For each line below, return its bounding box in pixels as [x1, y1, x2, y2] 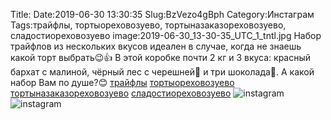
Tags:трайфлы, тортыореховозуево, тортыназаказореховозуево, [10, 19, 287, 31]
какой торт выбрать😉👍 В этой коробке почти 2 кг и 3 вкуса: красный [10, 52, 312, 63]
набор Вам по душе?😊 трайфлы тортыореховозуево [10, 77, 235, 88]
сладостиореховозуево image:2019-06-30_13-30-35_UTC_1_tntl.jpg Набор [10, 30, 322, 41]
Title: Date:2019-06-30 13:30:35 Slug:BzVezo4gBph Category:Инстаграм [10, 9, 315, 20]
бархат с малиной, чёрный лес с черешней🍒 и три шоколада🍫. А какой [10, 66, 315, 78]
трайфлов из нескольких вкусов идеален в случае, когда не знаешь [10, 40, 302, 52]
